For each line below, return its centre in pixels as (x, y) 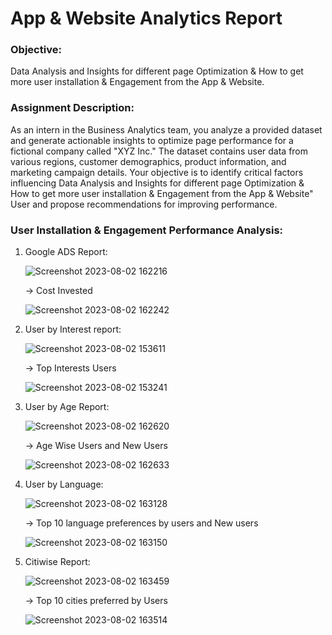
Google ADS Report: (66, 252)
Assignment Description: (72, 108)
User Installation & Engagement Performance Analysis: (147, 230)
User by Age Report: (67, 407)
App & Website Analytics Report (146, 18)
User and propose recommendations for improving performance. (144, 204)
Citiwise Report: (57, 562)
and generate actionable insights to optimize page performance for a (152, 140)
